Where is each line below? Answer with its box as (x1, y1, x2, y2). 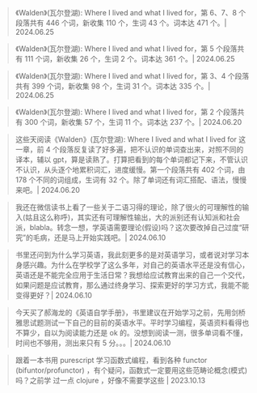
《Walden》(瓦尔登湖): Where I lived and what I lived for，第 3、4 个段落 (15, 71, 250, 80)
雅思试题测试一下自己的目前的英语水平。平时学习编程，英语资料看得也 (15, 318, 250, 327)
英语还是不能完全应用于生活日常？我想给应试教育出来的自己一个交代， (15, 271, 250, 280)
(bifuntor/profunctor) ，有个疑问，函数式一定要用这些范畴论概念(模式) (15, 365, 248, 375)
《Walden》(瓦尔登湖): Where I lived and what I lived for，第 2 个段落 (15, 107, 238, 117)
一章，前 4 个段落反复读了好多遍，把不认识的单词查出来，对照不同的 (15, 145, 244, 154)
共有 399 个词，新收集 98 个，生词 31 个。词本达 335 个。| (15, 81, 211, 91)
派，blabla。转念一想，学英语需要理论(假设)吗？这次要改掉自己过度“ (15, 223, 242, 232)
